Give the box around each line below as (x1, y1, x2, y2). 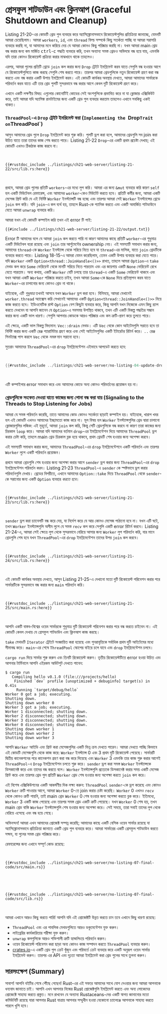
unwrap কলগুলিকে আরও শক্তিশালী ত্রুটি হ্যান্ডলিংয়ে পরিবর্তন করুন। (12, 935, 107, 941)
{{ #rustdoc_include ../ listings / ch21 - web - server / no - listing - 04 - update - (5, 363, 157, 368)
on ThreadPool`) (5, 120, 43, 127)
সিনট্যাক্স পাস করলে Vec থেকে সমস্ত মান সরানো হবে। (5, 334, 81, 340)
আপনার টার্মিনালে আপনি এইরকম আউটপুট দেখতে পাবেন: (5, 660, 83, 666)
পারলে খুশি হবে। (5, 1003, 29, 1009)
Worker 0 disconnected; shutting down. (5, 723, 88, 728)
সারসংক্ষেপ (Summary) (5, 967, 65, 976)
